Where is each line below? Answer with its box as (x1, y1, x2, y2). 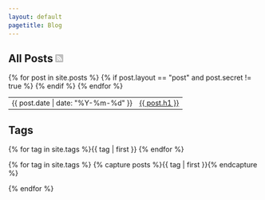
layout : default (8, 13, 62, 21)
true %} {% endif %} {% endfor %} (8, 81, 124, 91)
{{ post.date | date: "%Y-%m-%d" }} (11, 98, 133, 108)
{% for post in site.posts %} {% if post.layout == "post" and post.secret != (8, 73, 252, 83)
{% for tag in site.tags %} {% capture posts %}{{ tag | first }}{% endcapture (8, 160, 258, 170)
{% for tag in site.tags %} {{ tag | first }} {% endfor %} (8, 144, 185, 155)
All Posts (8, 52, 53, 65)
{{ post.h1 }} (139, 98, 180, 108)
